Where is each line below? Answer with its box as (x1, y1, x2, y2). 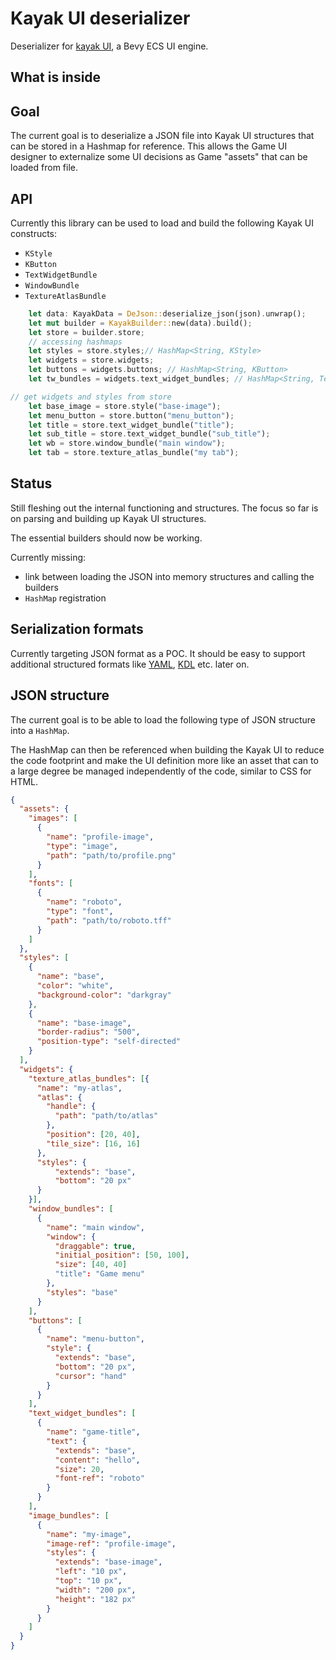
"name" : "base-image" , (36, 1018, 132, 1028)
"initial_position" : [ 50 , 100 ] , (54, 1250, 190, 1261)
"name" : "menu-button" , (46, 1334, 145, 1344)
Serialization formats (10, 621, 144, 638)
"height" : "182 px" (54, 1594, 137, 1604)
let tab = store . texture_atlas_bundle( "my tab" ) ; (28, 448, 240, 458)
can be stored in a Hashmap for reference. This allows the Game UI (10, 140, 288, 152)
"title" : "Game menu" (54, 1269, 145, 1279)
